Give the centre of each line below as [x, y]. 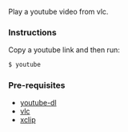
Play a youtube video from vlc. [58, 12]
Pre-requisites [37, 85]
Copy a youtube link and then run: [64, 50]
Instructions [33, 32]
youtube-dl [38, 103]
